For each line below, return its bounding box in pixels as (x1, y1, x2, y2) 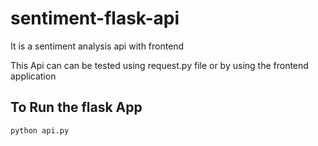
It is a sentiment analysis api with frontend (10, 40, 185, 52)
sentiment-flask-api (10, 7, 180, 30)
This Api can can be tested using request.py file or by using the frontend (10, 59, 309, 71)
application (10, 70, 57, 82)
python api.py (10, 125, 70, 136)
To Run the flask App (10, 99, 143, 116)
